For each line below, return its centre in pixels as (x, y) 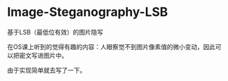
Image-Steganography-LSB (87, 12)
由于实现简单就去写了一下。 (47, 70)
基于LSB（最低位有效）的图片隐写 (55, 32)
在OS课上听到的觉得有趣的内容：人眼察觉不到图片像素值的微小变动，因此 (111, 46)
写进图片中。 (49, 55)
